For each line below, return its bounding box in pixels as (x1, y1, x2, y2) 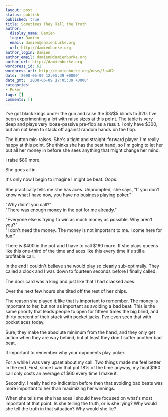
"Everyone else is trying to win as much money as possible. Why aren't (5, 217, 153, 223)
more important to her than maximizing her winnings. (5, 385, 115, 392)
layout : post (5, 7, 33, 13)
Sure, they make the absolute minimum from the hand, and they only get (5, 329, 155, 335)
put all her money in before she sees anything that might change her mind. (5, 147, 160, 153)
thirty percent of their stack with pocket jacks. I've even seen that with (5, 314, 152, 320)
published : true (5, 17, 39, 22)
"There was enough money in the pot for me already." (5, 207, 117, 213)
